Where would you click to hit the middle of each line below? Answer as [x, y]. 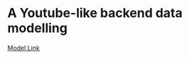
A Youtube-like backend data [95, 13]
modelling [37, 28]
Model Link [24, 48]
